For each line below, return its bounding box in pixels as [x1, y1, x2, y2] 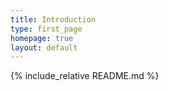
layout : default [10, 42, 78, 53]
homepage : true [10, 33, 74, 43]
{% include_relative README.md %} [10, 70, 160, 82]
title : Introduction [10, 14, 97, 25]
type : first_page [10, 24, 83, 34]
